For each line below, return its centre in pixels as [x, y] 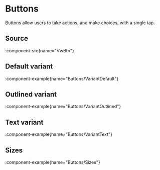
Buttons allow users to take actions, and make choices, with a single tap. [80, 23]
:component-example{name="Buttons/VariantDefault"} [62, 78]
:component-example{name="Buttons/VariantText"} [59, 134]
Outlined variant [31, 94]
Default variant [29, 67]
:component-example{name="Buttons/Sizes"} [53, 162]
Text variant [24, 122]
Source [17, 38]
